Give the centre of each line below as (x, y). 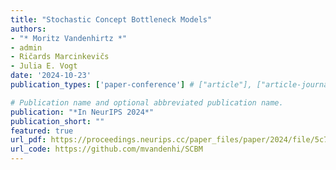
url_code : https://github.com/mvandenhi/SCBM (106, 149)
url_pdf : (28, 140)
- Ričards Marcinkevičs (60, 57)
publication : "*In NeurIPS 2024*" (82, 112)
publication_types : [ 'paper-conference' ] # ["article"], (131, 85)
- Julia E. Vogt (44, 66)
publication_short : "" (57, 121)
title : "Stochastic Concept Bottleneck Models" (111, 19)
